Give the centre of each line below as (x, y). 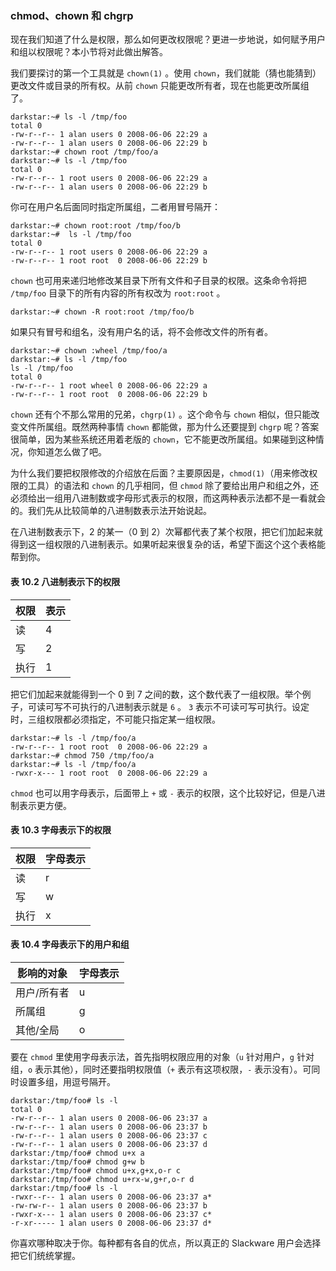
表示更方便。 (45, 805)
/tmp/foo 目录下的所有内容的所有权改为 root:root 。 (118, 293)
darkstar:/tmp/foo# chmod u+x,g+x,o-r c (96, 1170)
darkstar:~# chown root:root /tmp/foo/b (96, 226)
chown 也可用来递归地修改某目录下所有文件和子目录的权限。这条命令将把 (158, 281)
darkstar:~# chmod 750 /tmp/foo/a (82, 755)
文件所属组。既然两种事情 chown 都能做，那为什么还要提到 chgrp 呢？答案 (169, 427)
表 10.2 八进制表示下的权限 (65, 581)
